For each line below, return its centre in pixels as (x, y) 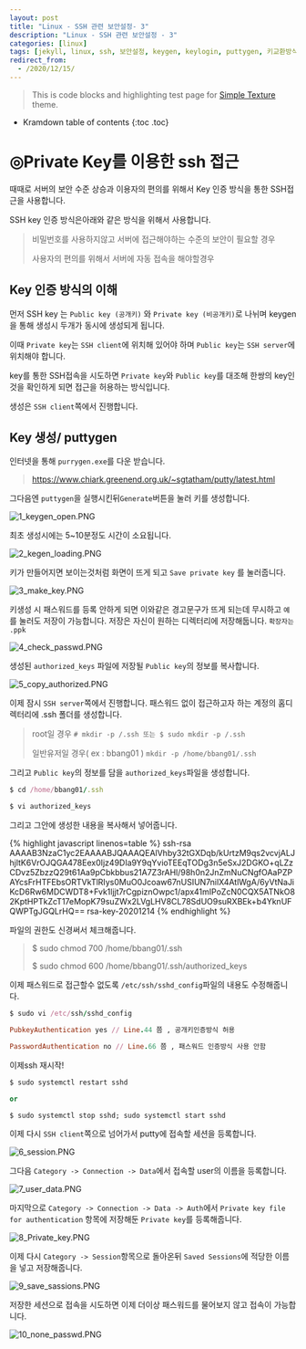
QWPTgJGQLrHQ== (47, 911)
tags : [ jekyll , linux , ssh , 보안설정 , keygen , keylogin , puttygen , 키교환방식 (154, 52)
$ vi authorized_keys (51, 807)
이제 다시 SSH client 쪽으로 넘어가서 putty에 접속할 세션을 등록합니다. (133, 1134)
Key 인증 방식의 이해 (64, 290)
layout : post (34, 18)
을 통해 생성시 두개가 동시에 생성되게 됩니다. (87, 325)
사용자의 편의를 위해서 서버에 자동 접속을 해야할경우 (123, 258)
